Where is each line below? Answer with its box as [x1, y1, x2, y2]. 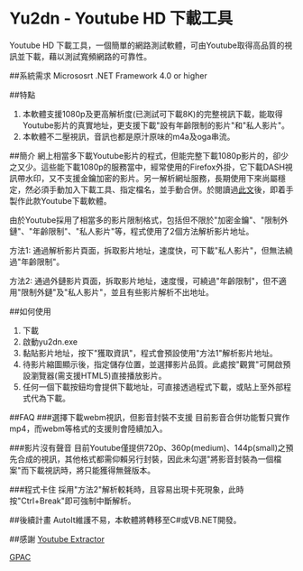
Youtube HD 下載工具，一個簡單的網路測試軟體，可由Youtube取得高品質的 [9, 40, 285, 51]
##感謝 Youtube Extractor [9, 533, 106, 544]
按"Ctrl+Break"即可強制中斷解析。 [9, 495, 137, 506]
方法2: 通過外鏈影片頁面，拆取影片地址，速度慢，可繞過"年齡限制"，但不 [9, 275, 280, 286]
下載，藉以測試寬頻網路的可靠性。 [24, 51, 151, 61]
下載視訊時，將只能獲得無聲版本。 [28, 465, 156, 475]
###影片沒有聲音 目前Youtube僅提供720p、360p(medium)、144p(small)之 [9, 442, 286, 453]
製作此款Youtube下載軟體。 [9, 195, 112, 206]
